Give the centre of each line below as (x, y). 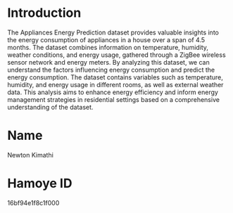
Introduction (44, 13)
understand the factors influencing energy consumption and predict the (111, 70)
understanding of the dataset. (50, 107)
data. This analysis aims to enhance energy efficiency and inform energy (113, 92)
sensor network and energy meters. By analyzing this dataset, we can (108, 62)
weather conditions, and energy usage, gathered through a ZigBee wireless (117, 55)
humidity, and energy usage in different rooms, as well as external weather (115, 84)
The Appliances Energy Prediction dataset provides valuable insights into (113, 32)
